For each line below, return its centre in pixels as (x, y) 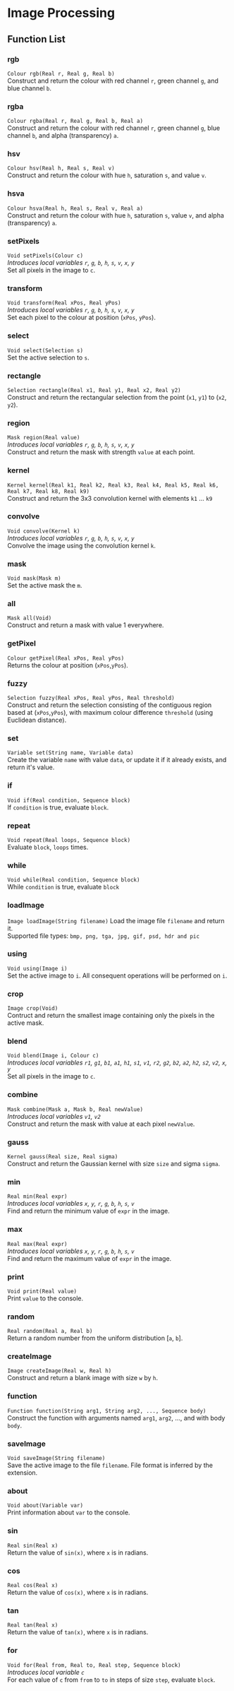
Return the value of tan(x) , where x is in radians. (78, 1632)
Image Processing (61, 13)
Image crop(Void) (33, 1009)
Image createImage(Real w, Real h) (60, 1371)
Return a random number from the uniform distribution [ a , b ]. (95, 1338)
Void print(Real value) (42, 1291)
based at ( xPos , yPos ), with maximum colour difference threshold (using (110, 713)
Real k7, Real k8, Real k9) (49, 491)
